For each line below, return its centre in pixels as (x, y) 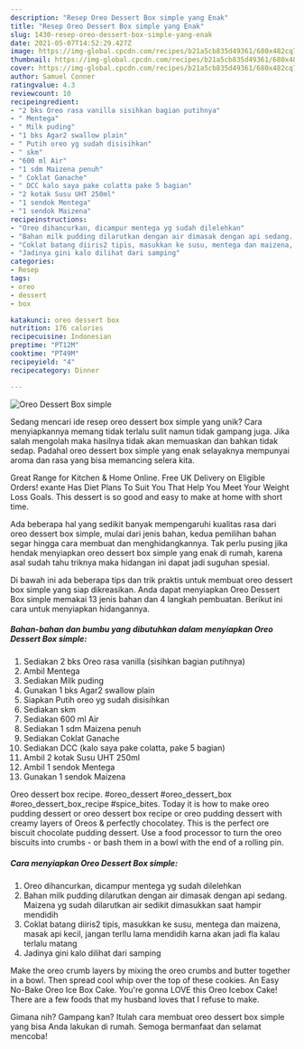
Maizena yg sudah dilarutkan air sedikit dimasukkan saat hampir (143, 905)
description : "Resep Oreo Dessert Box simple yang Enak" (120, 18)
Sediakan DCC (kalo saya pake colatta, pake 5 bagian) (124, 748)
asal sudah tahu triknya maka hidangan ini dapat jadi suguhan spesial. (140, 562)
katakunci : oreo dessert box (65, 320)
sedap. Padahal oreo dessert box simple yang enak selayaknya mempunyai (150, 450)
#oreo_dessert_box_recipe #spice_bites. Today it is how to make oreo (140, 804)
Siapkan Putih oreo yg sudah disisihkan (96, 700)
